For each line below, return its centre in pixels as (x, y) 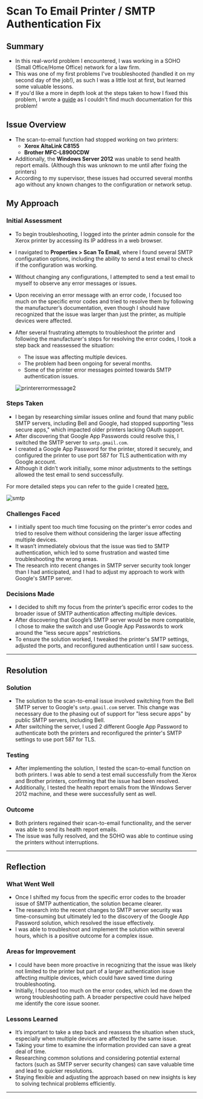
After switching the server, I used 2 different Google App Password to (101, 727)
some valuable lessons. (44, 87)
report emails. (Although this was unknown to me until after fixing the (101, 165)
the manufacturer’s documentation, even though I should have (92, 307)
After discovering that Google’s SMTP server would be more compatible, (105, 620)
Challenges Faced (33, 514)
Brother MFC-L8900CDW (56, 152)
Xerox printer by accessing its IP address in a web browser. (89, 240)
